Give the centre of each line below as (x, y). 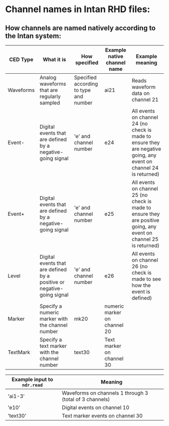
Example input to (32, 379)
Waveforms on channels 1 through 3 (105, 393)
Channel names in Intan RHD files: (78, 9)
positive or (52, 282)
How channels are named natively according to (80, 28)
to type (82, 90)
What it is (54, 59)
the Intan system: (33, 36)
